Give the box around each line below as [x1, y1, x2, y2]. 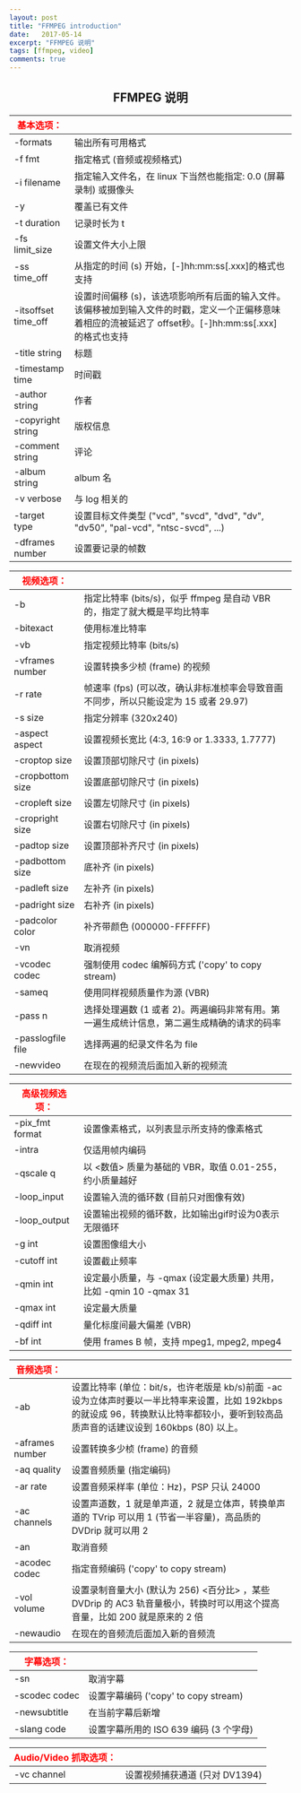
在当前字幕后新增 [88, 1706, 161, 1719]
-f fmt [13, 152, 40, 165]
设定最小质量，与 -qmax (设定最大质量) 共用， [83, 1271, 279, 1284]
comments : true [9, 55, 66, 64]
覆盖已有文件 [73, 200, 128, 212]
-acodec [13, 1556, 52, 1569]
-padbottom [13, 854, 66, 867]
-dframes [13, 535, 56, 548]
